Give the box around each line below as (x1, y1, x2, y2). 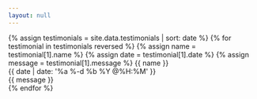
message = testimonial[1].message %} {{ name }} (8, 58, 169, 68)
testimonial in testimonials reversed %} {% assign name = (8, 41, 196, 51)
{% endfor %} (8, 83, 54, 93)
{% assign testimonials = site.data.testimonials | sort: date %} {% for (8, 33, 232, 42)
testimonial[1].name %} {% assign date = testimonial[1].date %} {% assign (8, 49, 249, 59)
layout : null (8, 11, 51, 20)
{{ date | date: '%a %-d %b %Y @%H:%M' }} (8, 66, 157, 75)
